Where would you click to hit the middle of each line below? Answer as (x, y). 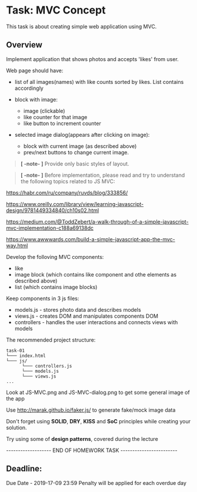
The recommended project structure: (51, 340)
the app (15, 398)
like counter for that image (55, 117)
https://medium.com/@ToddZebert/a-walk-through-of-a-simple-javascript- (98, 221)
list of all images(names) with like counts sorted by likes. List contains (99, 82)
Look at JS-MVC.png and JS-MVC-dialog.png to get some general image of (98, 392)
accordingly (29, 88)
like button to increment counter (62, 123)
